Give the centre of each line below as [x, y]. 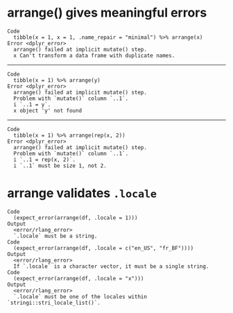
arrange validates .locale [82, 193]
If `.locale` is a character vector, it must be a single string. [111, 266]
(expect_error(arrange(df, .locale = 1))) [76, 218]
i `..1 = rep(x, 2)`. [45, 160]
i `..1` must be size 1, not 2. [60, 166]
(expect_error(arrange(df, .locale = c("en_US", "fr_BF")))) [104, 248]
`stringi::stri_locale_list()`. [54, 303]
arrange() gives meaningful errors [107, 13]
